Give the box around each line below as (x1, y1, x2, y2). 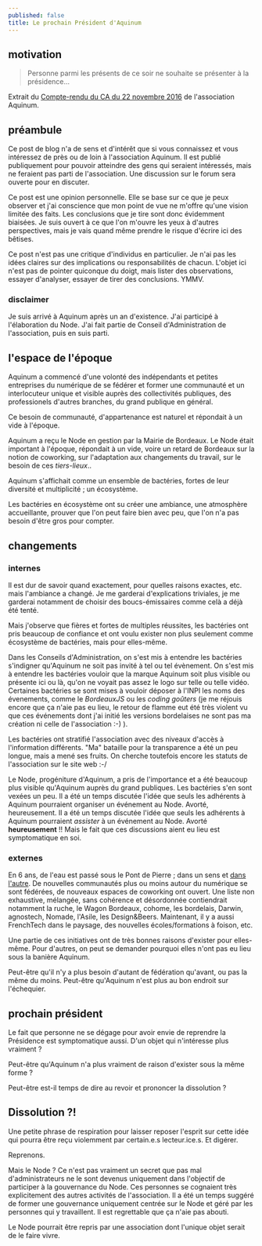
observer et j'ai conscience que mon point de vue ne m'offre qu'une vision (8, 201, 249, 210)
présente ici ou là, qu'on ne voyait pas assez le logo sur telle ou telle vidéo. (8, 677, 250, 687)
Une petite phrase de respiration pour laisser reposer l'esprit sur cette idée (8, 1127, 249, 1136)
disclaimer (8, 294, 49, 305)
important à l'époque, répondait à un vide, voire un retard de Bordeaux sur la (8, 444, 255, 454)
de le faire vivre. (8, 1230, 60, 1240)
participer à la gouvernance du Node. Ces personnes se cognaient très (8, 1182, 237, 1191)
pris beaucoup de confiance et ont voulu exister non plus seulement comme (8, 628, 253, 638)
